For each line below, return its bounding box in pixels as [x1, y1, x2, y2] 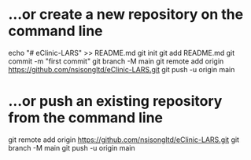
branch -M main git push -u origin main [8, 143, 135, 152]
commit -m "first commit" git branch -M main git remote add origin [8, 56, 224, 66]
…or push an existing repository [8, 93, 223, 111]
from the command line [8, 109, 164, 127]
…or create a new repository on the [8, 5, 244, 24]
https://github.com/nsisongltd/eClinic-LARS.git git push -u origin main [8, 64, 235, 74]
